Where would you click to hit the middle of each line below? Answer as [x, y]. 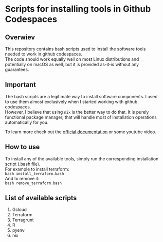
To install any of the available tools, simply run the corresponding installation [82, 158]
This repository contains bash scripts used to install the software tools [75, 49]
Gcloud [19, 209]
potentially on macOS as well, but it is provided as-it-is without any [72, 64]
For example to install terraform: [37, 169]
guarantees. [17, 69]
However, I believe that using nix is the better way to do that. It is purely [77, 112]
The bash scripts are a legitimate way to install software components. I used [81, 96]
